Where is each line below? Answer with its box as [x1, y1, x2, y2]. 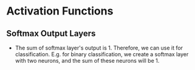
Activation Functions [6, 4, 114, 18]
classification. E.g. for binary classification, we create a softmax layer [15, 51, 189, 58]
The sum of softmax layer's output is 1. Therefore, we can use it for [15, 44, 183, 51]
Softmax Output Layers [6, 28, 96, 39]
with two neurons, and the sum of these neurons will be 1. [15, 57, 160, 64]
